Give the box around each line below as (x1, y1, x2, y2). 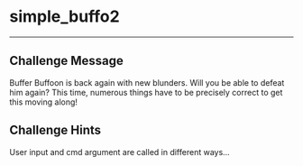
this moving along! (9, 97, 78, 107)
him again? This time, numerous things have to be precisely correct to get (9, 87, 283, 97)
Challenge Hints (9, 123, 102, 138)
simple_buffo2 (9, 6, 120, 27)
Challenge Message (9, 53, 124, 69)
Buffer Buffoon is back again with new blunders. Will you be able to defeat (9, 77, 285, 88)
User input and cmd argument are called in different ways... (9, 146, 230, 157)
